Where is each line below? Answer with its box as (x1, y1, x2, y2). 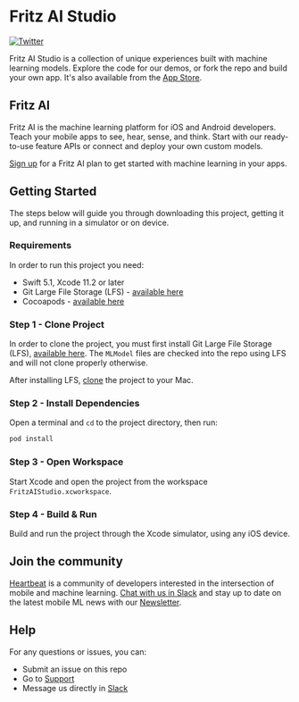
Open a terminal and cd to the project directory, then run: (9, 417, 219, 428)
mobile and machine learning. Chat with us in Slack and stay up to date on (9, 587, 282, 598)
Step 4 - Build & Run (9, 507, 97, 520)
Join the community (9, 554, 123, 569)
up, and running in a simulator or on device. (9, 217, 170, 228)
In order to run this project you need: (9, 259, 145, 270)
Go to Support (21, 673, 75, 684)
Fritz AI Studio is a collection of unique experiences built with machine (9, 53, 268, 63)
